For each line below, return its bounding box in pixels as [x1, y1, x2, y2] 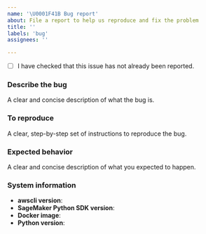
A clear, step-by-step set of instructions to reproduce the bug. [7, 129, 187, 138]
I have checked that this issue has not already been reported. [17, 62, 195, 70]
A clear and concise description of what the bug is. [7, 96, 155, 104]
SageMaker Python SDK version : [17, 204, 115, 212]
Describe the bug [7, 80, 68, 90]
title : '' [7, 23, 36, 30]
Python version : [17, 219, 65, 227]
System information [7, 181, 76, 190]
